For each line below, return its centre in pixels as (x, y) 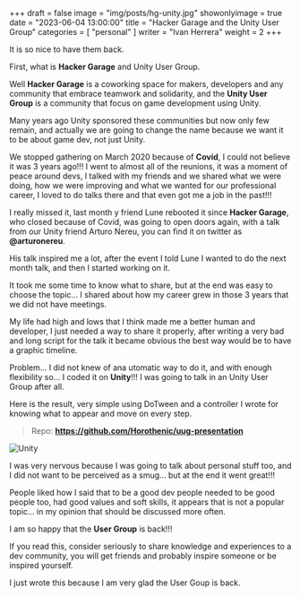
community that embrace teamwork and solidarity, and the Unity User (138, 94)
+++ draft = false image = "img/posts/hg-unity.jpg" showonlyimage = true (146, 13)
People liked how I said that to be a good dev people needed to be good (142, 493)
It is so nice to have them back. (67, 49)
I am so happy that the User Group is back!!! (91, 529)
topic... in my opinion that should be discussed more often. (117, 511)
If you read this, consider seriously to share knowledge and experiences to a (150, 546)
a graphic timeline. (43, 350)
